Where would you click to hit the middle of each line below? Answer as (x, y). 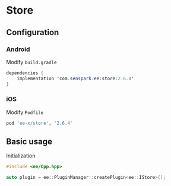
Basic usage (29, 142)
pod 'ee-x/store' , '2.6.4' (39, 123)
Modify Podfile (25, 112)
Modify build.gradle (31, 62)
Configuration (33, 32)
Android (18, 49)
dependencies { (25, 73)
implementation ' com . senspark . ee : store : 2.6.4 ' (75, 78)
